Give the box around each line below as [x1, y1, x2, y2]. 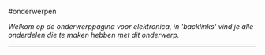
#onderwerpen [8, 7, 57, 16]
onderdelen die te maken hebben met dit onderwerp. [8, 31, 180, 39]
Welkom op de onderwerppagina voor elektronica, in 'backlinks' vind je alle [8, 22, 254, 31]
